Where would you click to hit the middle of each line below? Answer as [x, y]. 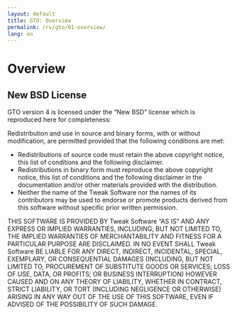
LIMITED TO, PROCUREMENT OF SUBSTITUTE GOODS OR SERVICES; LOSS [119, 266]
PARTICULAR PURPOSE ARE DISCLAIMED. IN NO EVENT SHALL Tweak [112, 244]
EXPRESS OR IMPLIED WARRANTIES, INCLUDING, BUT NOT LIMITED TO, [115, 229]
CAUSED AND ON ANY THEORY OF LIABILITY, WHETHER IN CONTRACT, [115, 282]
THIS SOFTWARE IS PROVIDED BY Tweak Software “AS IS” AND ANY [109, 222]
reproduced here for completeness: [59, 120]
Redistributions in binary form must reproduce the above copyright [115, 170]
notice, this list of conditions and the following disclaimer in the [110, 178]
